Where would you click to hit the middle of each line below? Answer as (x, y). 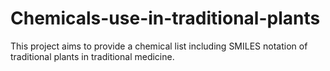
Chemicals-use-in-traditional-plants (165, 18)
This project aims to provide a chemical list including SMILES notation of (159, 46)
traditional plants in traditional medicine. (92, 56)
